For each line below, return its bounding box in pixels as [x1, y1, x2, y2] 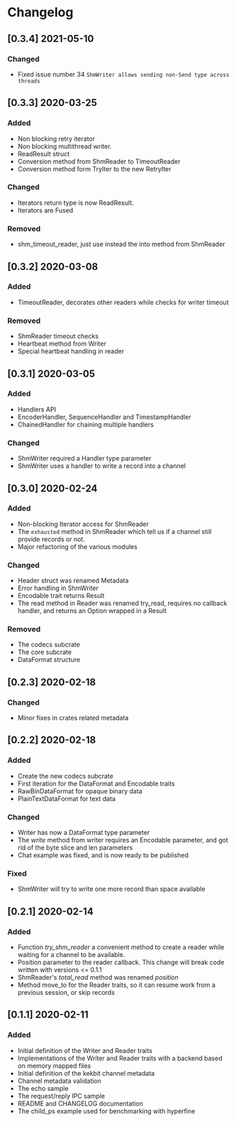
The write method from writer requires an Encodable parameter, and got [17, 836, 228, 845]
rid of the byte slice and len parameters [17, 843, 133, 852]
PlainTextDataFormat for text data [17, 794, 116, 803]
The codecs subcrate [17, 641, 80, 649]
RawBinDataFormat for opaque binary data [17, 786, 143, 795]
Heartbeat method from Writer [17, 339, 106, 348]
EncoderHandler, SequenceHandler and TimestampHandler [17, 412, 191, 421]
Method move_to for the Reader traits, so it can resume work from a [17, 981, 216, 989]
